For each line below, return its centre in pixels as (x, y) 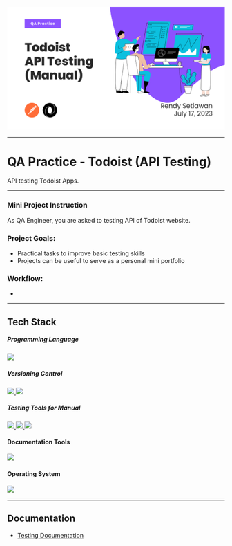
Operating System (34, 474)
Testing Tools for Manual (44, 408)
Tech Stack (32, 322)
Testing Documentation (50, 535)
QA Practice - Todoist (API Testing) (109, 162)
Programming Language (43, 340)
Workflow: (25, 278)
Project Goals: (31, 238)
